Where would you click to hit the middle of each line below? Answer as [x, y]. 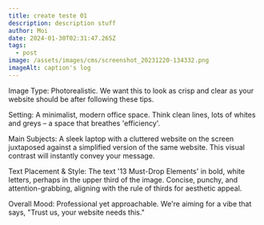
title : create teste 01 [48, 16]
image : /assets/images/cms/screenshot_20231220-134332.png [109, 61]
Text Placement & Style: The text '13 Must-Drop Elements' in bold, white [127, 171]
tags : [17, 46]
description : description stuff [62, 23]
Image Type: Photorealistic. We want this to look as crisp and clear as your [131, 90]
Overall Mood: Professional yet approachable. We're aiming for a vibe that [130, 203]
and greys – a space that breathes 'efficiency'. [84, 123]
